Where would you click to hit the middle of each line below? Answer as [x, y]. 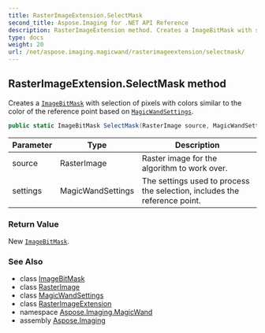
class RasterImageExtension [65, 304]
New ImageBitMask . [39, 241]
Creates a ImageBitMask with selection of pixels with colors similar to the [125, 102]
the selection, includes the [190, 191]
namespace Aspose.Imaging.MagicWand [86, 313]
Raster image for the [179, 158]
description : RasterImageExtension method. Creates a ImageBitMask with [130, 30]
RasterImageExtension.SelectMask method [118, 84]
